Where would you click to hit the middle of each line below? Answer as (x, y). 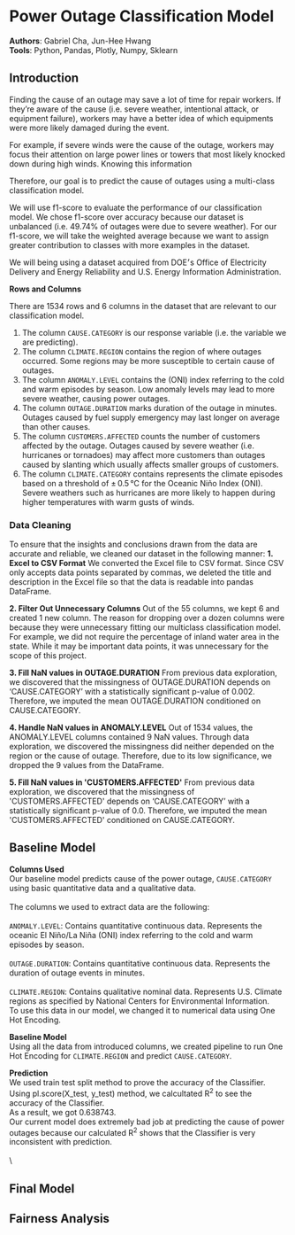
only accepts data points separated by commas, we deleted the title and (140, 572)
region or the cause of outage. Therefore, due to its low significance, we (140, 756)
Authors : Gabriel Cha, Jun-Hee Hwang (80, 41)
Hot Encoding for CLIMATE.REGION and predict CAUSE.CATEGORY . (121, 1055)
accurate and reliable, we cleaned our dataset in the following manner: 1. (141, 554)
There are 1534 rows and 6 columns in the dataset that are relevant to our (143, 306)
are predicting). (50, 342)
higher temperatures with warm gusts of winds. (108, 501)
